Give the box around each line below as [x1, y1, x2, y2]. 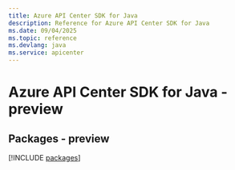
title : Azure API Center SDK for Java [8, 11, 138, 20]
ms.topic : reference [8, 34, 78, 42]
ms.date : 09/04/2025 [8, 26, 78, 34]
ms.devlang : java [8, 42, 67, 49]
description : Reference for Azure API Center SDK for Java [8, 19, 210, 27]
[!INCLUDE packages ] [8, 153, 81, 162]
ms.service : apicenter [8, 49, 84, 57]
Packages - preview [8, 132, 110, 145]
